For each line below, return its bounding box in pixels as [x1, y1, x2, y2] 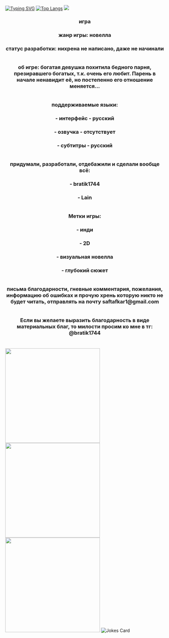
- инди [76, 226, 93, 233]
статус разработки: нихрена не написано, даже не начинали [6, 45, 164, 52]
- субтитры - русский [57, 142, 112, 149]
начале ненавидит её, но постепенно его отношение [17, 76, 153, 83]
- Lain [77, 194, 92, 201]
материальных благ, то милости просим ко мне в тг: [17, 323, 153, 330]
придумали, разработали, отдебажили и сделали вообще [10, 161, 160, 168]
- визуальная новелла [56, 253, 114, 260]
